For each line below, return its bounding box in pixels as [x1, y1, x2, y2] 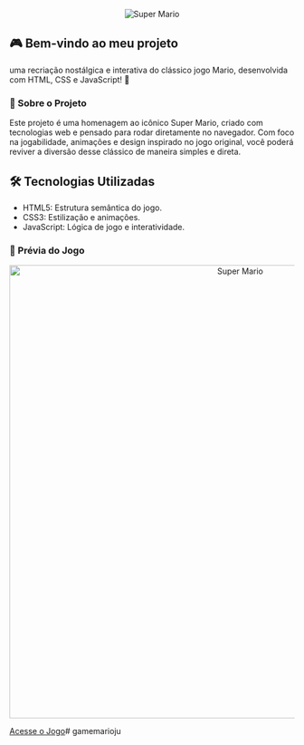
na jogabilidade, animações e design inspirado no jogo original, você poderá [9, 137, 294, 148]
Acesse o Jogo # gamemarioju [9, 726, 122, 737]
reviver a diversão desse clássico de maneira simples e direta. [9, 146, 242, 158]
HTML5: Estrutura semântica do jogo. [22, 202, 163, 213]
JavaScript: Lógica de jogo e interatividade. [22, 221, 185, 232]
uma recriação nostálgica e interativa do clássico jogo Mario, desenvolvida [9, 64, 288, 75]
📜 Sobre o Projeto [9, 96, 88, 109]
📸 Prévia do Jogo [9, 244, 85, 256]
